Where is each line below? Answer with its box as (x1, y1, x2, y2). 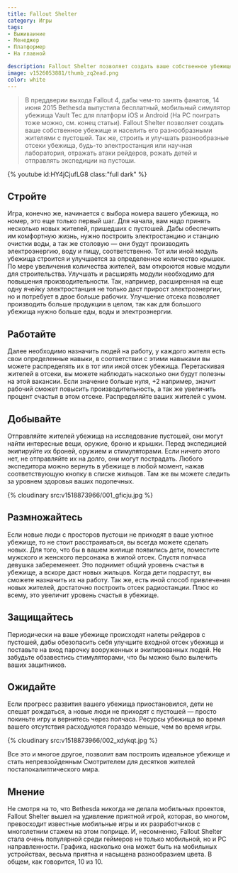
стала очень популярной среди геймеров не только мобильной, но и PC (7, 835, 227, 843)
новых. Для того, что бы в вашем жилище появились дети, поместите (7, 545, 220, 554)
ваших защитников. (7, 660, 67, 669)
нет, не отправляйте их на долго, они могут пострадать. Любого (7, 454, 203, 463)
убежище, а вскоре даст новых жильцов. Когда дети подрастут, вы (7, 568, 212, 577)
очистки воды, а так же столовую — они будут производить (7, 240, 190, 248)
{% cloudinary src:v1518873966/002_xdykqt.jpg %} (7, 737, 158, 745)
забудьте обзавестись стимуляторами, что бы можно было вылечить (7, 653, 218, 661)
